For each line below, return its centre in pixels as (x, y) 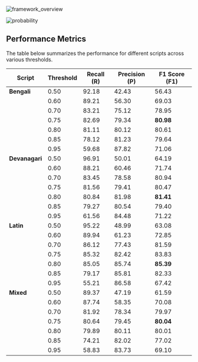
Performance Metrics (46, 39)
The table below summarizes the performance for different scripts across (95, 53)
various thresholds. (29, 60)
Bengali (20, 91)
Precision (131, 74)
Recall (96, 74)
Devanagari (26, 158)
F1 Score (172, 74)
